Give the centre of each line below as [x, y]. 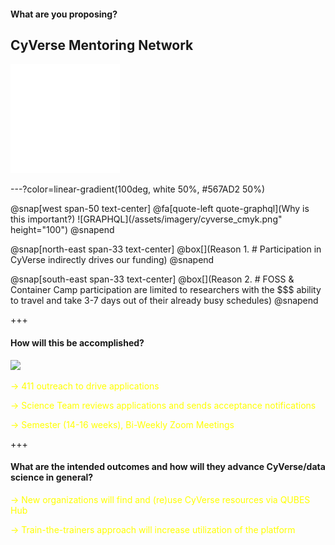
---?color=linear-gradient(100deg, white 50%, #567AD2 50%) [138, 189]
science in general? [52, 477]
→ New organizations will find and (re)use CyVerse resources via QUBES [160, 499]
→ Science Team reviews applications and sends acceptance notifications [163, 405]
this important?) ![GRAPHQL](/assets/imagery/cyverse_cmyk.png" [146, 219]
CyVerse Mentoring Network [102, 45]
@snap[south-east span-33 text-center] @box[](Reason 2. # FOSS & [152, 279]
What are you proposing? [64, 14]
